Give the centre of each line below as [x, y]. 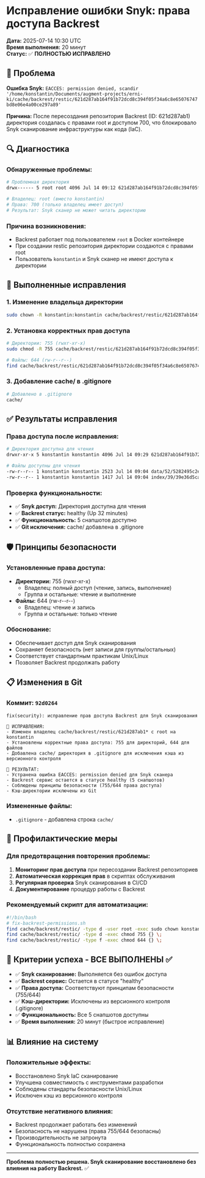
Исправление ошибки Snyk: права [98, 11]
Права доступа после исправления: [63, 436]
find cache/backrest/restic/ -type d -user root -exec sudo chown [92, 929]
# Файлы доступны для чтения [43, 466]
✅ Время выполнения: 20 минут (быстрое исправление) [90, 1022]
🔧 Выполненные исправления [66, 285]
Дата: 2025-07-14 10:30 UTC [44, 40]
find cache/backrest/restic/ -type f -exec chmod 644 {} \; [85, 940]
